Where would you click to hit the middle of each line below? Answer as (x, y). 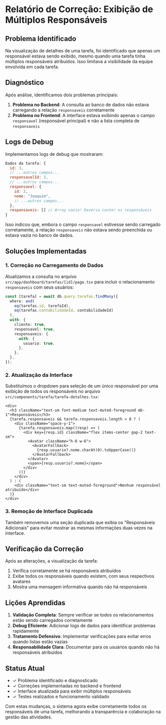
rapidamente (26, 631)
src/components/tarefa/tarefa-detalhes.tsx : (52, 397)
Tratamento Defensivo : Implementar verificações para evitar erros (82, 636)
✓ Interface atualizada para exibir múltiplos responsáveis (72, 691)
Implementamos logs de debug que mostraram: (54, 154)
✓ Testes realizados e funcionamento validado (61, 696)
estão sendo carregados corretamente (53, 620)
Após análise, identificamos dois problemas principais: (62, 95)
